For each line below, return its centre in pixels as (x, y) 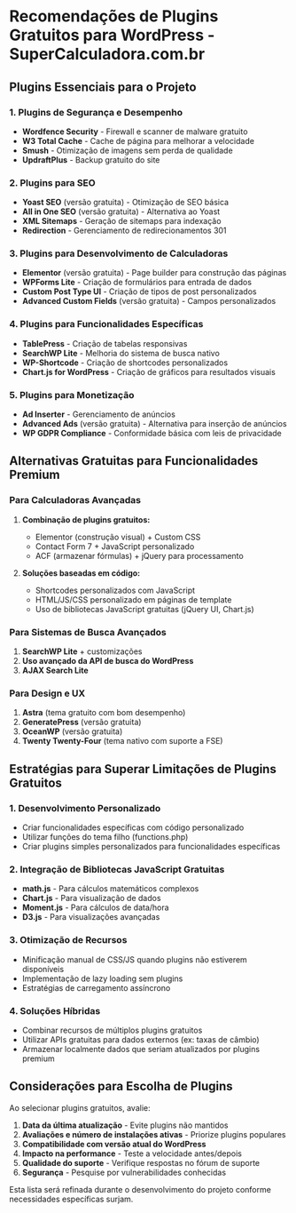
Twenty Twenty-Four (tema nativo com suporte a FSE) (122, 741)
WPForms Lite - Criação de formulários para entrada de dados (137, 283)
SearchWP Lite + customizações (82, 651)
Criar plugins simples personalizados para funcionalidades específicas (151, 847)
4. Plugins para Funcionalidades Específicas (106, 324)
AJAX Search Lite (55, 670)
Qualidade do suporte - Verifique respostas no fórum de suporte (140, 1162)
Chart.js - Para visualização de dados (91, 898)
